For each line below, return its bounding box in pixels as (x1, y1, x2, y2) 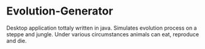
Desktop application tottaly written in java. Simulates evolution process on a (6, 24, 197, 31)
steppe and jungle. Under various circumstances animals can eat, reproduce (6, 30, 199, 38)
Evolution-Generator (6, 4, 113, 18)
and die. (6, 37, 27, 44)
